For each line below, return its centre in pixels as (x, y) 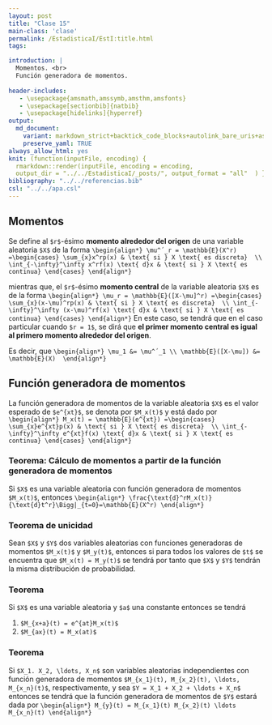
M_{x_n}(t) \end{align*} (50, 712)
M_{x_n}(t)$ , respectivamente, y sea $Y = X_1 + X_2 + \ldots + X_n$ (125, 687)
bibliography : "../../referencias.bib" (76, 181)
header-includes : (38, 91)
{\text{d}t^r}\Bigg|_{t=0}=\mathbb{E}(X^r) (83, 505)
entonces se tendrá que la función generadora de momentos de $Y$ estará (133, 696)
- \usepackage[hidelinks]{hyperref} (81, 113)
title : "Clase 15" (39, 23)
